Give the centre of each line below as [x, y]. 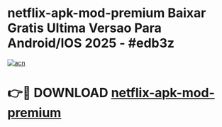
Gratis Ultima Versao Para [84, 28]
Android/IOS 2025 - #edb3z [91, 43]
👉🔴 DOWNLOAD [58, 93]
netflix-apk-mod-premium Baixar [107, 13]
